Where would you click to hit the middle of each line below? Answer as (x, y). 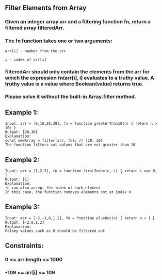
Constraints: (24, 246)
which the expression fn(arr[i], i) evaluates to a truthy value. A (80, 78)
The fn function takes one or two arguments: (59, 41)
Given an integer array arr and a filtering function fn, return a (78, 22)
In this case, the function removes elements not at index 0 (68, 192)
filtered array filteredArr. (35, 28)
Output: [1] (17, 180)
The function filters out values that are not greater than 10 (70, 145)
